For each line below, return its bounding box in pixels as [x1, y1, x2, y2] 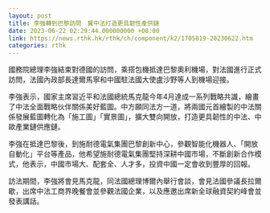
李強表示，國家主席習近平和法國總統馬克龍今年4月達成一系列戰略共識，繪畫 [8, 92, 260, 101]
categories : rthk [8, 42, 67, 50]
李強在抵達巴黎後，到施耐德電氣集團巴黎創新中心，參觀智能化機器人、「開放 [8, 139, 259, 149]
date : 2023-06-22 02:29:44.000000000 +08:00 [8, 27, 160, 35]
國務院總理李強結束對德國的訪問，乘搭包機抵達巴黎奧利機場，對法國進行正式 [8, 65, 262, 75]
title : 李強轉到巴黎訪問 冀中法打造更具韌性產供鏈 [8, 19, 159, 27]
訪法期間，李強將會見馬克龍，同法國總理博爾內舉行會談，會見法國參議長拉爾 [8, 176, 262, 186]
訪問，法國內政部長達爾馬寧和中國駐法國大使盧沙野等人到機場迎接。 [8, 75, 234, 84]
